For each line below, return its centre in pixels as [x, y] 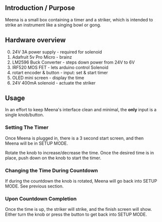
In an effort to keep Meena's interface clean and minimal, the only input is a [81, 110]
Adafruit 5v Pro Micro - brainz [42, 57]
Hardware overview [36, 40]
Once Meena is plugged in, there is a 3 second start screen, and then [74, 138]
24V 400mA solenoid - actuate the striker [54, 83]
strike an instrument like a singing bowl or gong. [53, 25]
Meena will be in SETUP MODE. [36, 143]
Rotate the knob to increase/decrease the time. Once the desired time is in [80, 153]
